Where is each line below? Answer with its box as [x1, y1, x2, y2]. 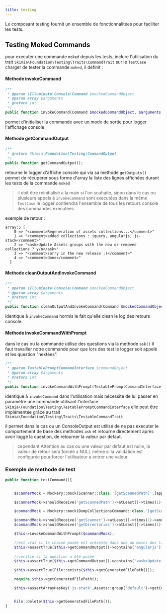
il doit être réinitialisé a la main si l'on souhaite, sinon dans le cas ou [17, 189, 156, 195]
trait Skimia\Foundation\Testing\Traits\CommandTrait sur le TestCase [5, 59, 147, 65]
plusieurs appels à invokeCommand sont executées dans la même [17, 195, 148, 201]
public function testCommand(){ [5, 477, 72, 482]
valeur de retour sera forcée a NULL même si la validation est [17, 448, 143, 454]
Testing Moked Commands [5, 41, 90, 49]
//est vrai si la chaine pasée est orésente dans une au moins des [14, 540, 157, 545]
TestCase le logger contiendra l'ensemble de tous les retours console [17, 200, 159, 206]
